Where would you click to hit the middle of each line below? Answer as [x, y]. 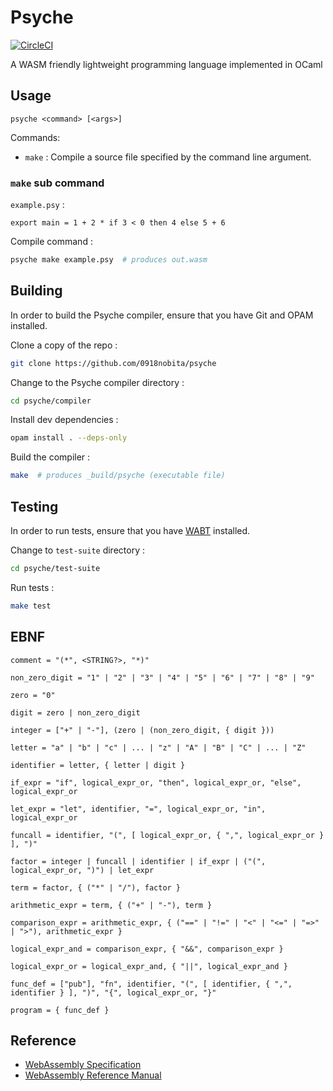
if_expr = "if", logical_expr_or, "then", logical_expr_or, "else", [156, 782]
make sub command [57, 183]
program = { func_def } [60, 1010]
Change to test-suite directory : [77, 550]
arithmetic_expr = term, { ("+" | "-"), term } [111, 905]
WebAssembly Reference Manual [93, 1075]
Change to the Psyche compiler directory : [97, 382]
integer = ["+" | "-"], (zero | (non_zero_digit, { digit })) [142, 730]
